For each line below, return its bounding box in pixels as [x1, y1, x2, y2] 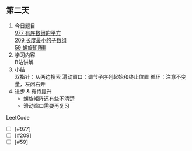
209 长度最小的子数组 [14, 37, 67, 44]
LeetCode [6, 114, 30, 121]
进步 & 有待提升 [14, 87, 52, 94]
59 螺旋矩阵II [14, 44, 46, 51]
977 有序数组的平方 [14, 29, 61, 36]
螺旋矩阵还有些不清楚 [23, 95, 75, 102]
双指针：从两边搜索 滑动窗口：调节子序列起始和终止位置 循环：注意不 [14, 73, 181, 80]
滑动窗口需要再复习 [23, 102, 70, 109]
